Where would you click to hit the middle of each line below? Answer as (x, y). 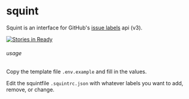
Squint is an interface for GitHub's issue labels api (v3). (74, 28)
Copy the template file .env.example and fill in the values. (76, 72)
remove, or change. (31, 90)
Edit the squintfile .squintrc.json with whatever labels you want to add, (95, 83)
